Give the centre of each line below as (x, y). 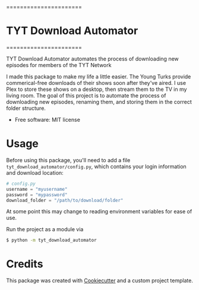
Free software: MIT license (47, 119)
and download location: (35, 172)
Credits (25, 264)
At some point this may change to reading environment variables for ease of (99, 212)
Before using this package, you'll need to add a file (68, 160)
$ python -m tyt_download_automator (51, 240)
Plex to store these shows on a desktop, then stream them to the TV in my (97, 89)
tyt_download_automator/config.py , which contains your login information (97, 166)
